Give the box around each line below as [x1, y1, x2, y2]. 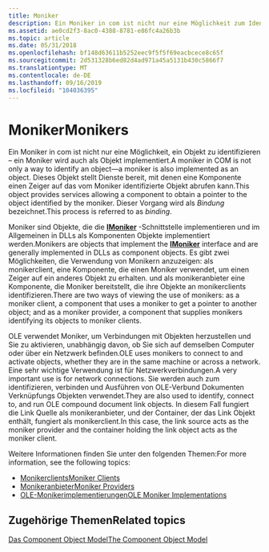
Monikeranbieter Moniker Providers [19, 481, 134, 491]
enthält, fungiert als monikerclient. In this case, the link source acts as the [8, 417, 250, 426]
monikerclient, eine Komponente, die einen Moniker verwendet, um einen [8, 265, 250, 275]
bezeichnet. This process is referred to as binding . [8, 207, 172, 216]
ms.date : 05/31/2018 [8, 42, 78, 50]
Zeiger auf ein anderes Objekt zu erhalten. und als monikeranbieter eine [8, 273, 246, 283]
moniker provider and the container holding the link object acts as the [8, 425, 238, 435]
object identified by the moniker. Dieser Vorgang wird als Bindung [8, 198, 225, 208]
